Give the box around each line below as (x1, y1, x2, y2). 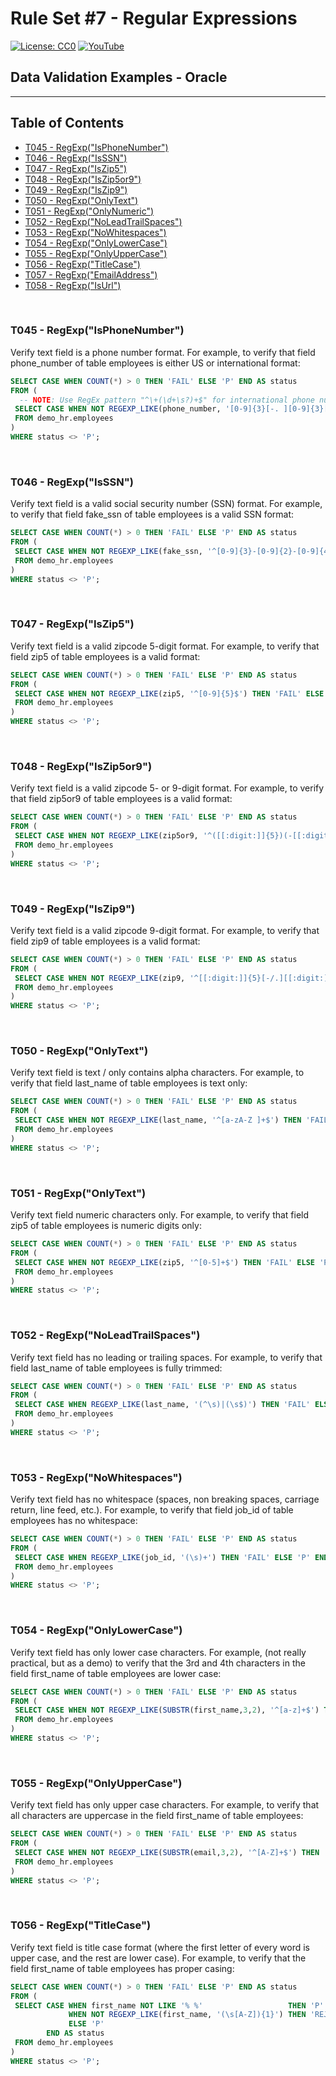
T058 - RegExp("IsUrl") (24, 279, 122, 291)
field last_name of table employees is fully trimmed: (10, 1362, 223, 1374)
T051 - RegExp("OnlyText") (10, 1186, 147, 1200)
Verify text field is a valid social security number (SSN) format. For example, (10, 498, 323, 510)
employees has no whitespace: (10, 1515, 138, 1527)
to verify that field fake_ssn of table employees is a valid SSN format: (10, 508, 295, 521)
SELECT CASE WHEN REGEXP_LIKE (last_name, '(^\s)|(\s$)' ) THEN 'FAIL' (14, 1400, 311, 1410)
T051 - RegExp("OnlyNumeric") (24, 205, 155, 217)
